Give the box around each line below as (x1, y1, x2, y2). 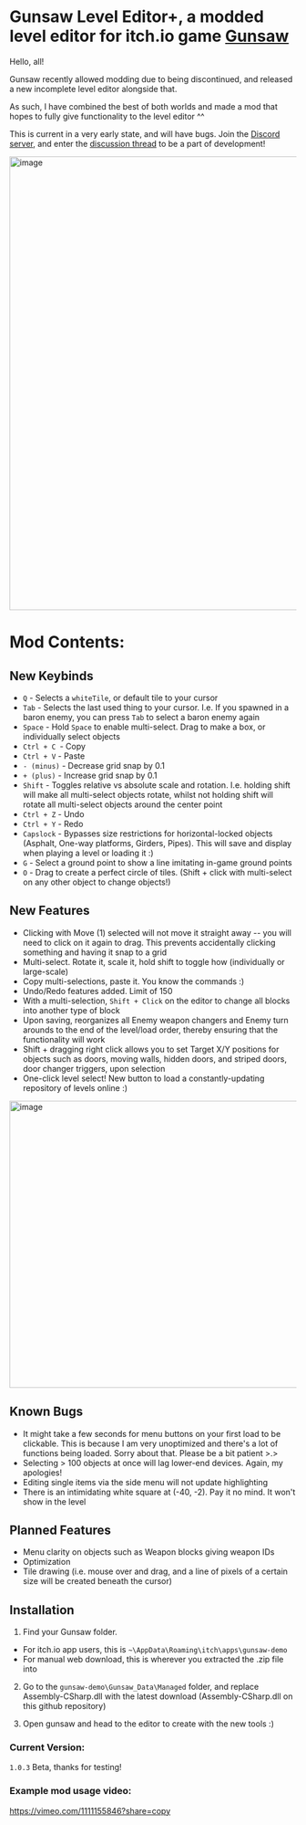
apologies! (22, 1467, 62, 1478)
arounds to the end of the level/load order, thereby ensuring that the (22, 1024, 279, 1035)
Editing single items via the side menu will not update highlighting (22, 1476, 269, 1487)
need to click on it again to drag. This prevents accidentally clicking (22, 937, 276, 948)
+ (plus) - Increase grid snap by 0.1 (22, 770, 158, 781)
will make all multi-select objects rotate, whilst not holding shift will (22, 789, 273, 800)
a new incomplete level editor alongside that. (9, 83, 178, 94)
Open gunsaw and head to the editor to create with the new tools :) (22, 1718, 275, 1729)
